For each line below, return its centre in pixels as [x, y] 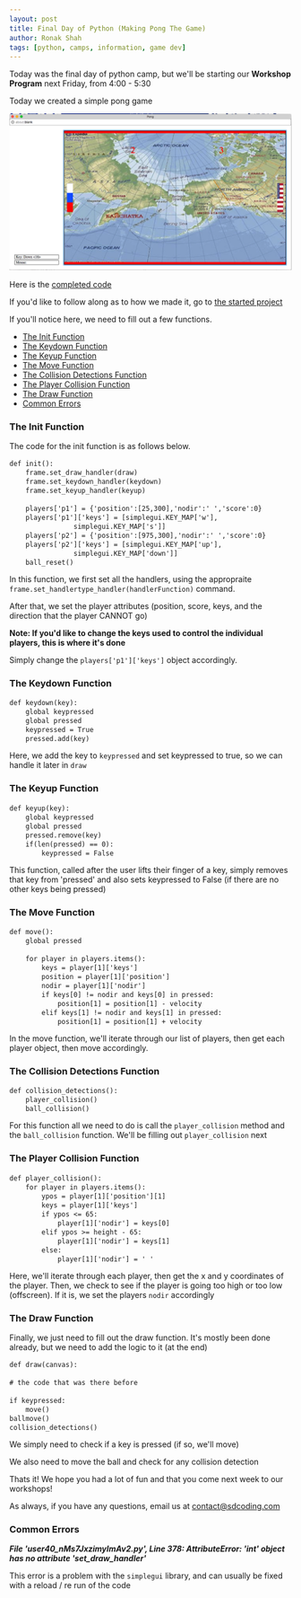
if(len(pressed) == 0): [70, 844]
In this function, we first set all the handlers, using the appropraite [131, 579]
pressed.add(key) [58, 739]
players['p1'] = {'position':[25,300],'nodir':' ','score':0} [144, 509]
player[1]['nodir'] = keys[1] [113, 1241]
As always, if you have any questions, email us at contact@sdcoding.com [145, 1505]
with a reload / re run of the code [70, 1585]
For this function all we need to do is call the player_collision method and [147, 1126]
